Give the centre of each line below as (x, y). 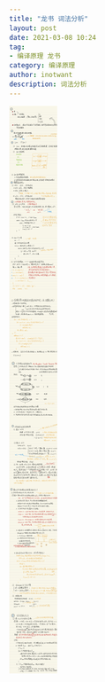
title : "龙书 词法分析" (49, 19)
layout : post (33, 28)
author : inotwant (41, 75)
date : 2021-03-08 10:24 (53, 37)
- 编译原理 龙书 (35, 56)
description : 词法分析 (48, 84)
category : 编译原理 (42, 66)
